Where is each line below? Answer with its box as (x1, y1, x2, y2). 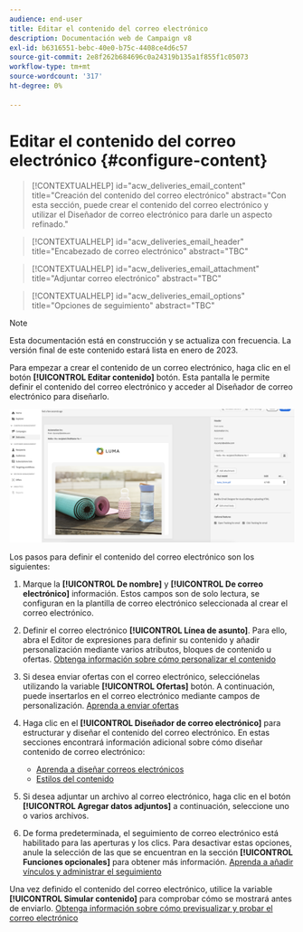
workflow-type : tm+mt (9, 62, 91, 71)
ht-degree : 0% (9, 81, 63, 90)
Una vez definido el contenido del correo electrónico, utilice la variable (9, 883, 273, 894)
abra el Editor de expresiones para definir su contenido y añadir (22, 634, 260, 645)
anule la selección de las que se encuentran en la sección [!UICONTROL (22, 846, 294, 858)
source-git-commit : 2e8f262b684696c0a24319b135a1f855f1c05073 (9, 52, 249, 62)
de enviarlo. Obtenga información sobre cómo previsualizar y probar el (9, 902, 273, 913)
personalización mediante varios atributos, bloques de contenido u (22, 644, 272, 654)
